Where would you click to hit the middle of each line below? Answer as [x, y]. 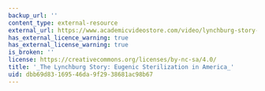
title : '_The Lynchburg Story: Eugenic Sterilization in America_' [121, 67]
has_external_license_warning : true [68, 45]
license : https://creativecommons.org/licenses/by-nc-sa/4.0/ [112, 60]
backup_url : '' [33, 15]
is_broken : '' [32, 52]
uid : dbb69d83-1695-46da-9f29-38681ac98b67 [81, 74]
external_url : [32, 30]
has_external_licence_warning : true [68, 38]
